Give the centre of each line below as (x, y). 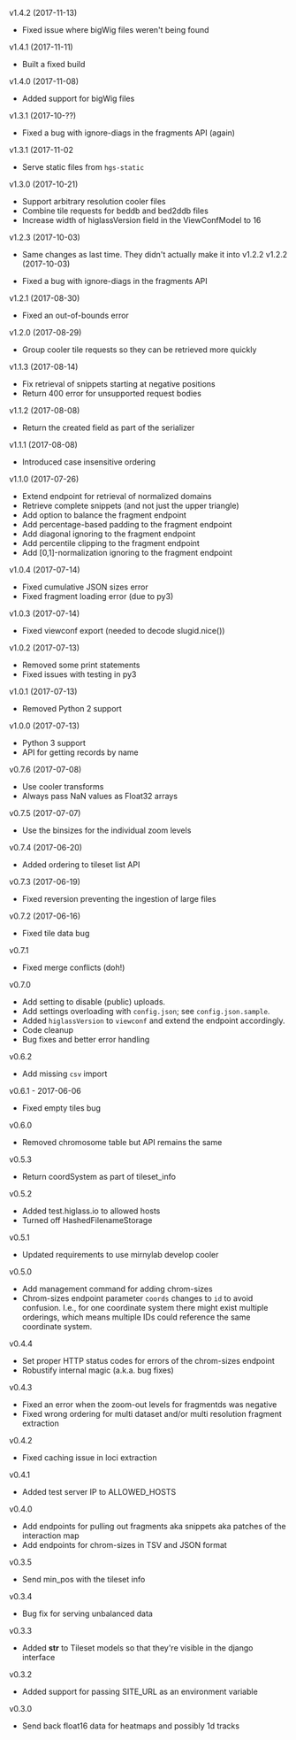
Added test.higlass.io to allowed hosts (91, 1211)
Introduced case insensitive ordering (89, 462)
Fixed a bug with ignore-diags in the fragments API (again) (129, 133)
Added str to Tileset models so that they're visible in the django (137, 1648)
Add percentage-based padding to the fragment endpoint (127, 524)
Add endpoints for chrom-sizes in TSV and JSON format (124, 1545)
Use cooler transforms (63, 786)
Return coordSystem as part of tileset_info (99, 1177)
